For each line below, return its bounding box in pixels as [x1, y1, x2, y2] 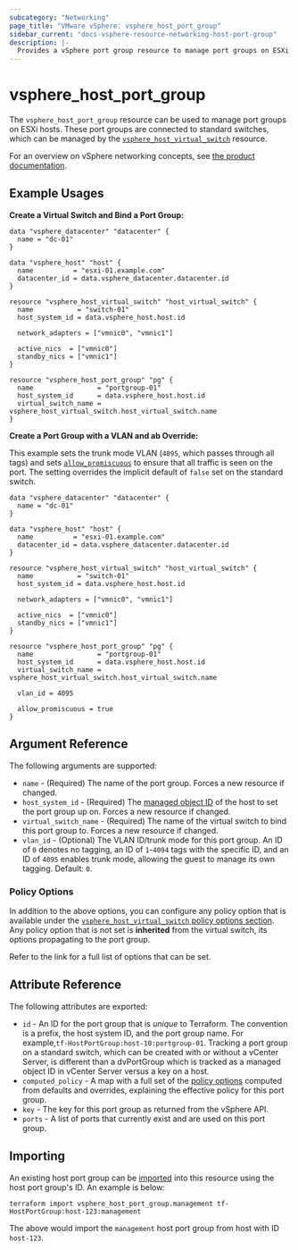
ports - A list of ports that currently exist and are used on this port [21, 1113, 266, 1124]
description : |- [9, 38, 70, 47]
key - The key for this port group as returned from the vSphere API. [21, 1103, 269, 1114]
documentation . [9, 160, 68, 171]
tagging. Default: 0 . [21, 863, 93, 874]
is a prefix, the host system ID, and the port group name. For [21, 1028, 244, 1038]
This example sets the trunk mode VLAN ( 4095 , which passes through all [9, 448, 275, 458]
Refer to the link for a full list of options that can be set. [9, 951, 211, 961]
